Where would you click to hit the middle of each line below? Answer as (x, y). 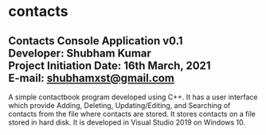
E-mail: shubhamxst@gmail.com (92, 78)
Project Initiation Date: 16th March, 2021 (110, 66)
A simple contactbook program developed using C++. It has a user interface (133, 97)
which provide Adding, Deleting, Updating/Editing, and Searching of (119, 105)
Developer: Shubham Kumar (80, 53)
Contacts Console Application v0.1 (96, 41)
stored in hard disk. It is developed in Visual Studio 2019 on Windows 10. (127, 122)
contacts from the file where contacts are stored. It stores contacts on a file (132, 114)
